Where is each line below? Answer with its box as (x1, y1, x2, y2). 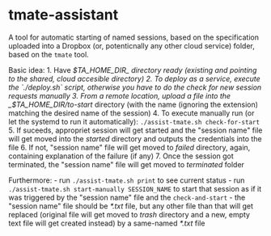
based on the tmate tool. (8, 49, 89, 59)
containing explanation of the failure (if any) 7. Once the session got (8, 151, 235, 161)
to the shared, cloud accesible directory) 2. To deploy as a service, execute (8, 74, 260, 83)
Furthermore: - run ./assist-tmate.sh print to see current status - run (8, 175, 245, 185)
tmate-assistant (8, 6, 119, 24)
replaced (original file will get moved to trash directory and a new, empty (8, 209, 251, 219)
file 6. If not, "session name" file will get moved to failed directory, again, (8, 142, 251, 152)
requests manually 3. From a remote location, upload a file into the (8, 91, 231, 100)
